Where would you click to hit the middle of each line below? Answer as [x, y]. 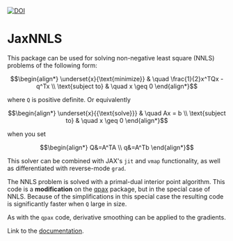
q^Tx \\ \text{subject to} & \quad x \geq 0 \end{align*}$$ [117, 86]
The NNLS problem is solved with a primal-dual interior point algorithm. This [116, 181]
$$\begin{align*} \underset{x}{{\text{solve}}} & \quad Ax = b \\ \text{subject [117, 113]
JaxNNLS [35, 39]
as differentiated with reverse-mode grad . [67, 168]
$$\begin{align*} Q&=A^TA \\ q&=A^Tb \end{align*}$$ [117, 147]
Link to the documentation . [46, 231]
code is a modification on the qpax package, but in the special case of [109, 189]
